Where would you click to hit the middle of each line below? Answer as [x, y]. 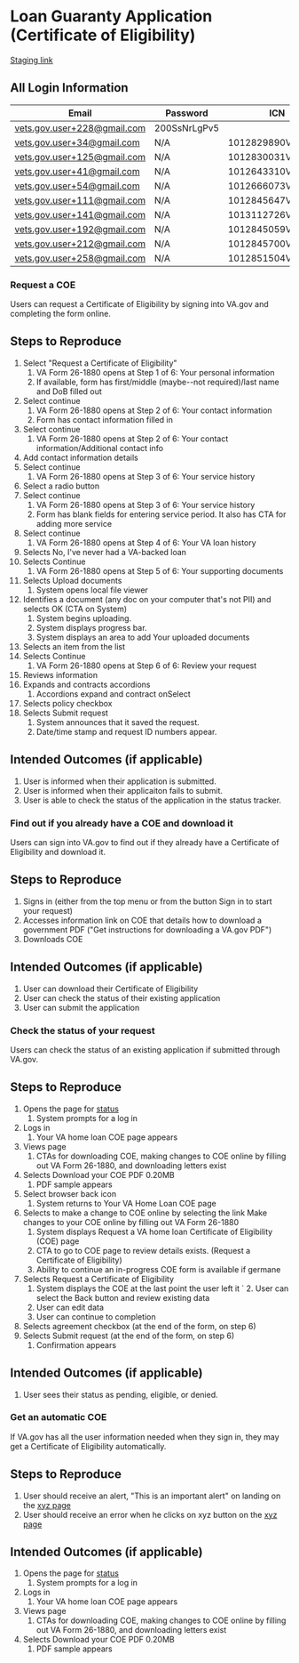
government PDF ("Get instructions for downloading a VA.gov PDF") [147, 929]
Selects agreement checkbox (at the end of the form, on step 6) [139, 1326]
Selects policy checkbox [67, 703]
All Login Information [69, 88]
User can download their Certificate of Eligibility [110, 989]
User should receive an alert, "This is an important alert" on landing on [152, 1496]
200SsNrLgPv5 [187, 128]
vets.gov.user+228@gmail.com [80, 128]
